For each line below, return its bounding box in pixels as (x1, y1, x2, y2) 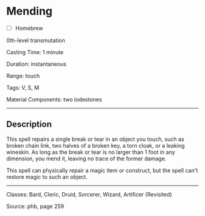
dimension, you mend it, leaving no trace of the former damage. (6, 154, 167, 162)
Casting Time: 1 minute (6, 49, 64, 56)
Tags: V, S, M (6, 84, 40, 91)
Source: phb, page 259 (6, 203, 64, 210)
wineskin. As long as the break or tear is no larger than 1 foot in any (6, 148, 176, 156)
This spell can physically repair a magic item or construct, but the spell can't (6, 167, 198, 174)
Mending (6, 4, 53, 18)
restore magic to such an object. (6, 173, 88, 181)
